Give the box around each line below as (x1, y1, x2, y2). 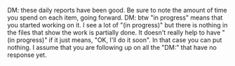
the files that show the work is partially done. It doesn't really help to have (7, 28, 221, 37)
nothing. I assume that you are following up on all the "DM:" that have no (7, 44, 217, 51)
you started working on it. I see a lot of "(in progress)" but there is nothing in (7, 21, 228, 29)
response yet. (7, 51, 47, 59)
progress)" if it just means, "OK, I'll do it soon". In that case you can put (16, 36, 222, 44)
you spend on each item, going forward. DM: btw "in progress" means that (7, 13, 223, 22)
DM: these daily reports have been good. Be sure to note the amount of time (7, 6, 227, 14)
